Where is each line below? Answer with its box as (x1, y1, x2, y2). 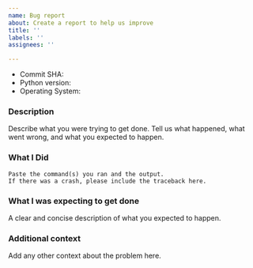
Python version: (19, 78, 71, 88)
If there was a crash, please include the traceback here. (8, 177, 207, 185)
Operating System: (19, 86, 81, 96)
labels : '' (8, 33, 44, 42)
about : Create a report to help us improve (8, 19, 154, 27)
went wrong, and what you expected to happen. (8, 132, 164, 142)
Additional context (8, 232, 81, 243)
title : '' (8, 26, 41, 34)
